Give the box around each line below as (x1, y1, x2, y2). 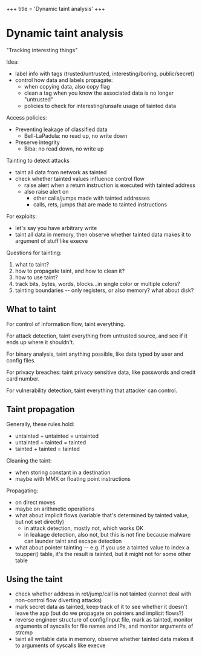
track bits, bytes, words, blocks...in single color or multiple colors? (15, 280, 180, 287)
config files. (6, 356, 36, 364)
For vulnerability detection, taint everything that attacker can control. (6, 387, 177, 394)
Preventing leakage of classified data (15, 126, 108, 133)
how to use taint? (15, 273, 59, 281)
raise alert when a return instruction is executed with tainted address (24, 182, 195, 189)
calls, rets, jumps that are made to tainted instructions (33, 200, 168, 208)
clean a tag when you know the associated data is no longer (24, 89, 174, 97)
